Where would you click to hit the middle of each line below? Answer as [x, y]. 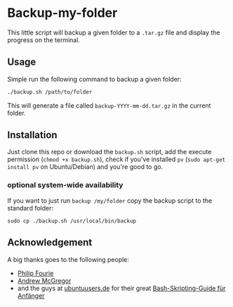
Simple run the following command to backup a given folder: [94, 79]
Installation [32, 135]
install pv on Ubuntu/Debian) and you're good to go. [85, 167]
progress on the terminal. [44, 39]
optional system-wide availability [65, 185]
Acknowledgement [50, 243]
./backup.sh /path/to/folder [50, 92]
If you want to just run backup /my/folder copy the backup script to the [110, 200]
